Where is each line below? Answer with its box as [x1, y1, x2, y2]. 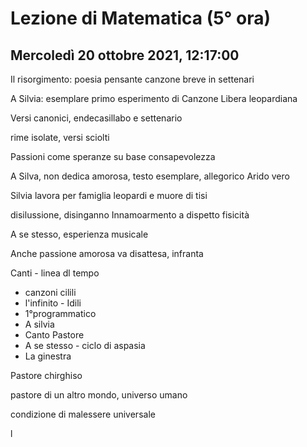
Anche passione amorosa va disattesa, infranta [10, 248, 204, 259]
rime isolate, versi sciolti [10, 132, 110, 143]
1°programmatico [24, 308, 97, 319]
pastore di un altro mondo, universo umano [10, 389, 188, 401]
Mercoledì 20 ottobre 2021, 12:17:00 [10, 47, 240, 64]
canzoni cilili [24, 287, 77, 298]
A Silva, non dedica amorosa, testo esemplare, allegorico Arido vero [10, 170, 290, 182]
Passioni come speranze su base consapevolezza [10, 151, 216, 162]
